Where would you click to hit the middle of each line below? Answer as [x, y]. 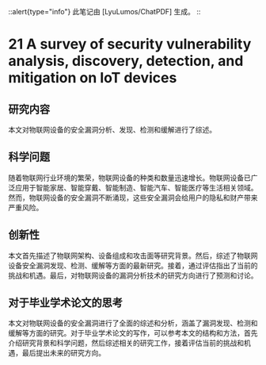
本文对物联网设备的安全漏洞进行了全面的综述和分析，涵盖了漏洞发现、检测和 [133, 323]
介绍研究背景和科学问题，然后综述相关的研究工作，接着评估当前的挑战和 [126, 343]
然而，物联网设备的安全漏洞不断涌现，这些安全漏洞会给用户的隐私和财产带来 [133, 198]
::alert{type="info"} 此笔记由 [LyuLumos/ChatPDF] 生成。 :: [104, 12]
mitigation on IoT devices [93, 78]
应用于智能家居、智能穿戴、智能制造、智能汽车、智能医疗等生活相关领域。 [136, 187]
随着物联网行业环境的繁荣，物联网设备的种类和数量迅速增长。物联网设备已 [129, 178]
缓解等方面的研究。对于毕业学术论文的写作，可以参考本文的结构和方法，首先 [133, 333]
